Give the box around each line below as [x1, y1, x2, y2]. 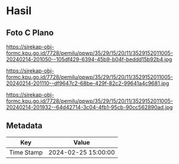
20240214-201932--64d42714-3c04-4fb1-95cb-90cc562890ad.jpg [6, 104, 173, 110]
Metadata [6, 121, 43, 131]
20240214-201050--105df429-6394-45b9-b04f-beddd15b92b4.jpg [6, 56, 172, 63]
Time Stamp [9, 148, 43, 156]
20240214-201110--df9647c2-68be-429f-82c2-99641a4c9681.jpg [6, 80, 170, 87]
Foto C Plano [6, 28, 54, 38]
